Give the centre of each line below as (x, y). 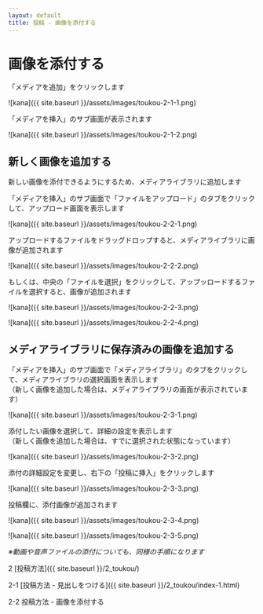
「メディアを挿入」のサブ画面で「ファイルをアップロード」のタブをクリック (132, 199)
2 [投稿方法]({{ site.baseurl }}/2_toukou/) (74, 568)
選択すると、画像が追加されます (80, 292)
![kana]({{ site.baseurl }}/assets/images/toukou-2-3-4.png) (104, 521)
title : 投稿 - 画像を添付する (52, 23)
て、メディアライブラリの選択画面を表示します (84, 380)
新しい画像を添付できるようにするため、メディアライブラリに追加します (125, 182)
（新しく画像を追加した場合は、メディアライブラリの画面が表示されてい (125, 389)
